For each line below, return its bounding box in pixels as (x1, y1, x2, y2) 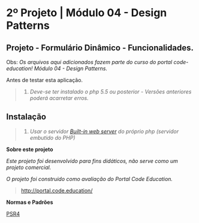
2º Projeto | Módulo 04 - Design (6, 6, 167, 20)
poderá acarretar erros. (29, 95, 89, 101)
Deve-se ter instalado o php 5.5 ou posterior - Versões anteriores (29, 88, 192, 95)
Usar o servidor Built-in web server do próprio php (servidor (29, 128, 179, 135)
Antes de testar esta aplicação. (6, 77, 83, 83)
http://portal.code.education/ (20, 186, 93, 194)
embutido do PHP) (29, 134, 76, 141)
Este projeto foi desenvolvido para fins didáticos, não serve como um (6, 157, 179, 164)
